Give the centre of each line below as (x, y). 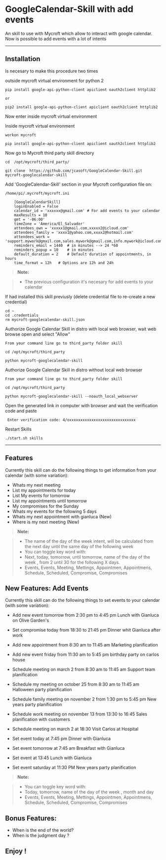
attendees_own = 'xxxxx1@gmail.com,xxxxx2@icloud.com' (72, 228)
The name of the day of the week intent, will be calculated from (89, 541)
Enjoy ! (16, 851)
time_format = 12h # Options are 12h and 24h (64, 263)
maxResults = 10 (31, 215)
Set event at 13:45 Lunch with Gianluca (52, 758)
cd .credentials (22, 315)
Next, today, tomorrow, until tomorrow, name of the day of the (87, 557)
